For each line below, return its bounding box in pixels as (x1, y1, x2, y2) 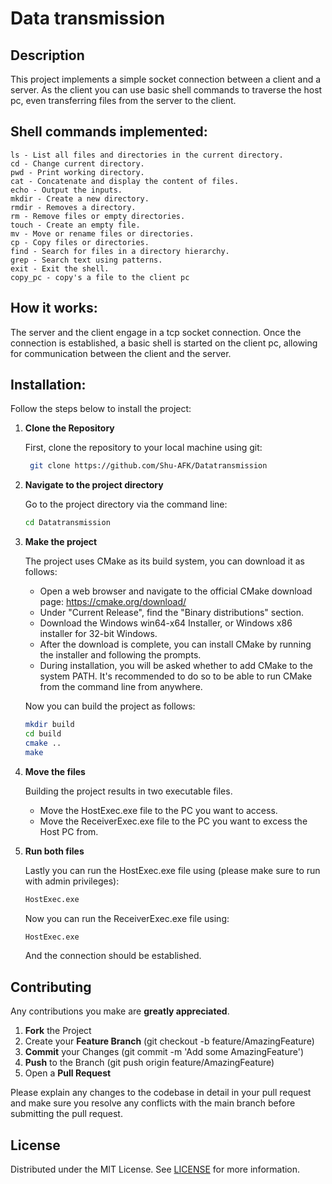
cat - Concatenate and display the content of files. (10, 176, 240, 186)
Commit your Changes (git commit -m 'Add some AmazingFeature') (24, 1046, 305, 1058)
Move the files (24, 765, 86, 777)
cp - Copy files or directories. (10, 237, 150, 247)
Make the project (24, 536, 98, 548)
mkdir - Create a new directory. (10, 193, 150, 204)
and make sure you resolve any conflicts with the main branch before (10, 1097, 296, 1109)
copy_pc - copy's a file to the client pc (10, 272, 190, 282)
